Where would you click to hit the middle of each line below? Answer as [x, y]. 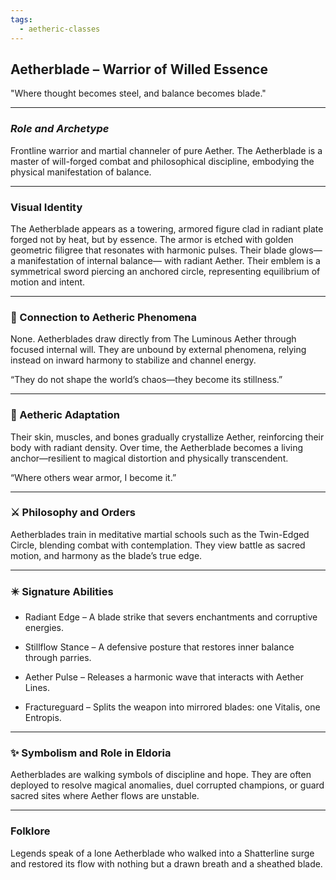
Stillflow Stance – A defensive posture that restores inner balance [159, 647]
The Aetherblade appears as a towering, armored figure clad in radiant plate [167, 228]
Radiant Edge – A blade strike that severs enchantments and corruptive [171, 617]
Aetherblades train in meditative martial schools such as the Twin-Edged [160, 534]
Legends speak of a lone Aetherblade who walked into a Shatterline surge [162, 853]
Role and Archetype [60, 129]
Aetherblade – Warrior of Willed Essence [139, 69]
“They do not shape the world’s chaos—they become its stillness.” [146, 380]
